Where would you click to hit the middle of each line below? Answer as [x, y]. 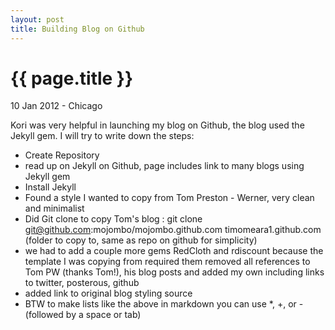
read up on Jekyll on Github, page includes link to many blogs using [164, 166]
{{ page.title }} [72, 78]
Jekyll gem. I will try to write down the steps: [102, 136]
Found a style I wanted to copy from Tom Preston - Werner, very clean [169, 198]
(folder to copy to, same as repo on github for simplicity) [141, 240]
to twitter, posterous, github [82, 283]
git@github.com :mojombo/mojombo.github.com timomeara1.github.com [173, 230]
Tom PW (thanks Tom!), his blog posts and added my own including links [174, 272]
